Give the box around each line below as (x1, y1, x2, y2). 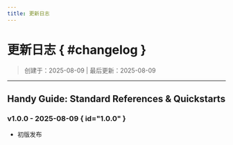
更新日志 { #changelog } (7, 42, 147, 57)
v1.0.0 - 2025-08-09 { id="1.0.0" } (7, 113, 126, 123)
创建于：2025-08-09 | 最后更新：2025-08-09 (24, 66, 156, 75)
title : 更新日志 (7, 10, 50, 17)
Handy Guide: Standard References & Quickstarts (7, 93, 226, 104)
